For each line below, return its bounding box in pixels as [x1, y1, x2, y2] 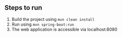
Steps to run [4, 4, 42, 12]
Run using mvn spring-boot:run [11, 21, 75, 27]
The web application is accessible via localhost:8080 [11, 26, 118, 32]
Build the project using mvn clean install [11, 16, 95, 22]
